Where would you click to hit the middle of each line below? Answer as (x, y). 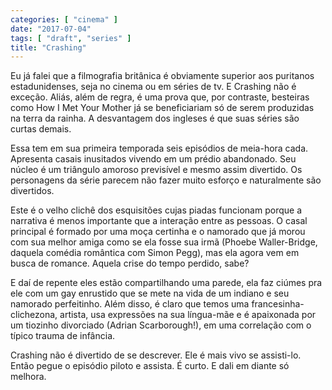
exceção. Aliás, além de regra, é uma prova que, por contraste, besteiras (160, 97)
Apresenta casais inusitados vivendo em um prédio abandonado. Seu (153, 159)
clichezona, (34, 315)
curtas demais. (41, 129)
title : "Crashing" (48, 47)
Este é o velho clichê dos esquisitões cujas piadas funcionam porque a (156, 210)
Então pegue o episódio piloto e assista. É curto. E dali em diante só (150, 366)
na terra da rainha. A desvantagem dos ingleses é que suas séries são (155, 118)
